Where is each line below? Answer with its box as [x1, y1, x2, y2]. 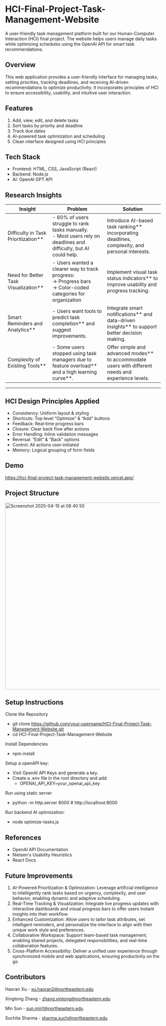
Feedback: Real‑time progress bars [12, 421, 84, 427]
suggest [52, 326, 72, 333]
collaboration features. [12, 943, 58, 949]
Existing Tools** [7, 363, 46, 369]
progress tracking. [107, 287, 150, 294]
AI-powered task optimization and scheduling [12, 133, 105, 139]
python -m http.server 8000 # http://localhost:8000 [12, 800, 118, 806]
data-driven [107, 317, 135, 324]
